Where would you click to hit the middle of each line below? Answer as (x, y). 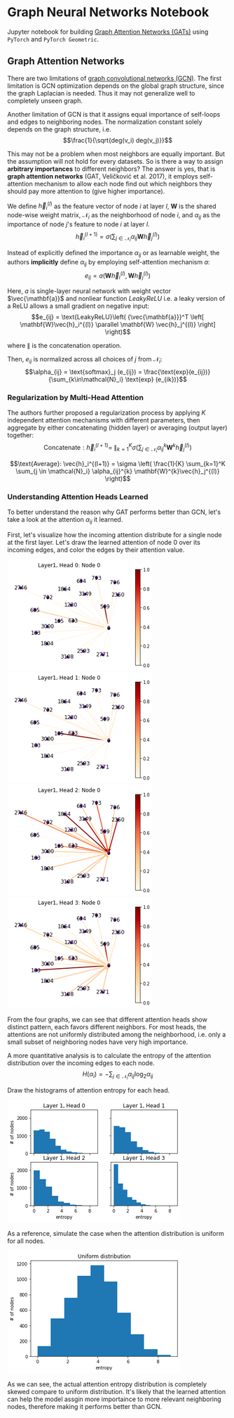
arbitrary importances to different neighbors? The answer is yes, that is (111, 169)
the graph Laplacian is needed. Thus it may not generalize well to (101, 93)
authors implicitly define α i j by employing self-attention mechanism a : (109, 263)
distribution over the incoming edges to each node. (81, 1063)
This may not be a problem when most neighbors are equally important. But (116, 154)
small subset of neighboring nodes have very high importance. (98, 1042)
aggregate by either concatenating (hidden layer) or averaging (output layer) (117, 427)
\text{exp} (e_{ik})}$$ (156, 379)
